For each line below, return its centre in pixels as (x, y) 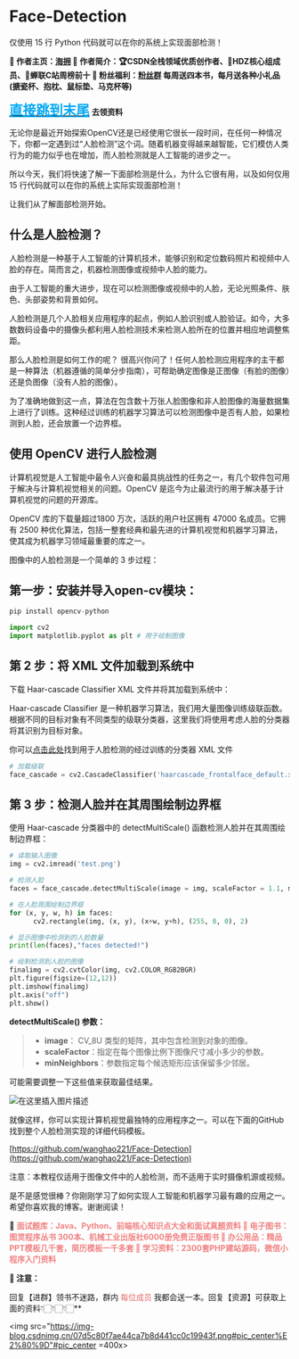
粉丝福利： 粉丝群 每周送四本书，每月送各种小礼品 (190, 75)
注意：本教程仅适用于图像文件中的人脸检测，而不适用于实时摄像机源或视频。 (149, 1176)
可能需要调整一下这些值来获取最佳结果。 (83, 1081)
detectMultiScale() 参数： (57, 1021)
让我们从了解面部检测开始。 (60, 203)
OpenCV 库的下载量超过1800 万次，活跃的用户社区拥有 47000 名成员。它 (144, 518)
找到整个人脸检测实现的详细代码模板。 (79, 1131)
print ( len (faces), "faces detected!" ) (79, 946)
